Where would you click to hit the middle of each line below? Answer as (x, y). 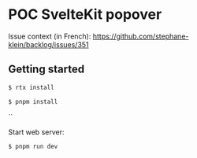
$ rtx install (32, 87)
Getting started (46, 70)
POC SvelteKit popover (85, 15)
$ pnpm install (33, 101)
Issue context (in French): (50, 36)
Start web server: (36, 132)
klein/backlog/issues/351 (48, 44)
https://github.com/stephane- (141, 36)
